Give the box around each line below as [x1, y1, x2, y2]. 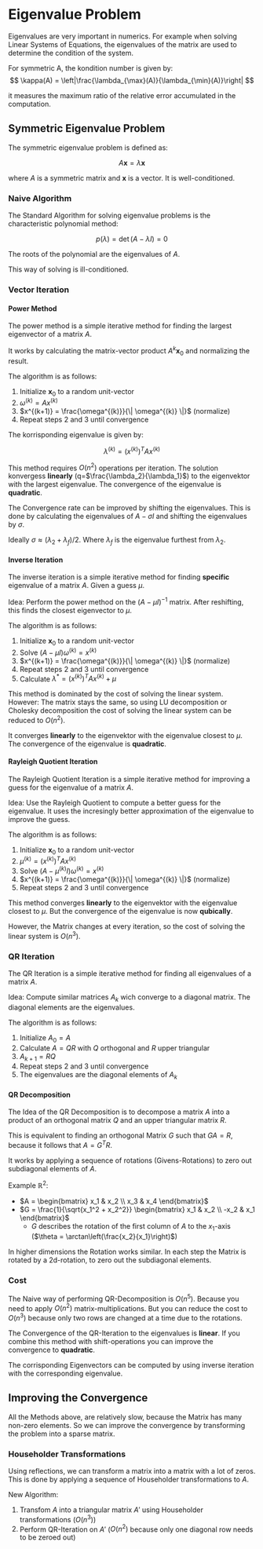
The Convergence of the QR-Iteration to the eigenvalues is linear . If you [8, 1328, 241, 1338]
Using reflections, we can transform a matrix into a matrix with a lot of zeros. [8, 1466, 256, 1475]
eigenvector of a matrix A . [8, 330, 93, 339]
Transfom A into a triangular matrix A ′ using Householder [19, 1505, 204, 1514]
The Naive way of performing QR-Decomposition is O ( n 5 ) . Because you [8, 1292, 239, 1303]
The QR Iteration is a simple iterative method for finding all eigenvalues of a [8, 969, 252, 978]
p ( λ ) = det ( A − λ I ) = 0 [95, 234, 169, 244]
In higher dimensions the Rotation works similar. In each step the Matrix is [8, 1247, 247, 1256]
